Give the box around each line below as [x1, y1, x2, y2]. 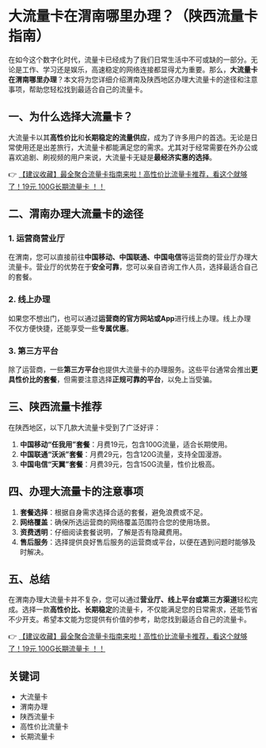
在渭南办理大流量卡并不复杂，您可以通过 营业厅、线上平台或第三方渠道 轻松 [8, 595, 251, 604]
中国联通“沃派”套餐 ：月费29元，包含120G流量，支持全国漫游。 [19, 449, 226, 458]
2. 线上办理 [8, 294, 51, 305]
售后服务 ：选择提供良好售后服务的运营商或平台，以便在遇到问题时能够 [19, 537, 249, 547]
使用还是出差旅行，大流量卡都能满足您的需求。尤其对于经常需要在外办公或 [14, 142, 258, 152]
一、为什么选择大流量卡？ [8, 110, 133, 124]
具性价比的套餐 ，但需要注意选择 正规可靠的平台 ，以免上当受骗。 [8, 374, 216, 385]
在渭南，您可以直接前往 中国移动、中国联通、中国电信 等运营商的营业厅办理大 [8, 252, 258, 262]
